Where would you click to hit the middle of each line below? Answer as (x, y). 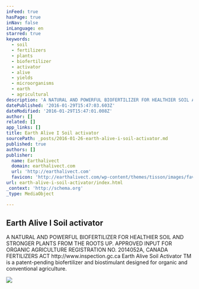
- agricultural (30, 94)
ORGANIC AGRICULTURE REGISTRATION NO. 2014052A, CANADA (87, 250)
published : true (26, 144)
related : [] (21, 122)
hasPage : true (24, 17)
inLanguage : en (25, 28)
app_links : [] (24, 128)
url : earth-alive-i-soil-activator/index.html (65, 183)
